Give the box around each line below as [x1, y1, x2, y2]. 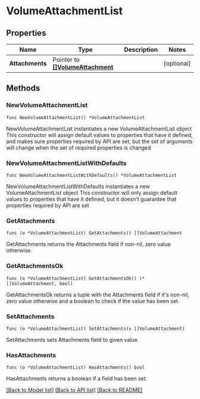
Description [124, 46, 158, 54]
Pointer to [52, 55, 80, 64]
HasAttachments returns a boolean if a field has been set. [6, 375, 148, 382]
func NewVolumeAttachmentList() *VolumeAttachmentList [6, 114, 145, 120]
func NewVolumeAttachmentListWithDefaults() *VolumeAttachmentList [6, 172, 177, 178]
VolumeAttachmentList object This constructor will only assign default [6, 189, 177, 196]
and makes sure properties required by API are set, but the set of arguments [6, 138, 193, 145]
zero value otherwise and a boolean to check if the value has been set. [6, 297, 180, 304]
